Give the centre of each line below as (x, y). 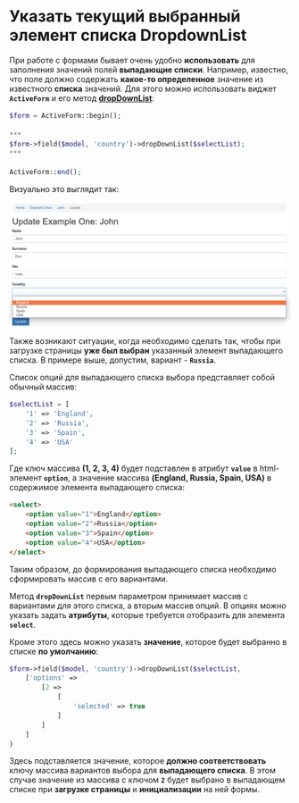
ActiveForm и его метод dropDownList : (82, 98)
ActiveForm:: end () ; (46, 172)
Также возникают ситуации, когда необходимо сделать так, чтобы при (145, 341)
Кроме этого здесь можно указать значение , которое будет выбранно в (148, 641)
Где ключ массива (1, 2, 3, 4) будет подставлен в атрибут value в (133, 468)
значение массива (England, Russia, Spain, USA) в (175, 478)
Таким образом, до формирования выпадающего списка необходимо (143, 569)
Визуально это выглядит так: (64, 189)
